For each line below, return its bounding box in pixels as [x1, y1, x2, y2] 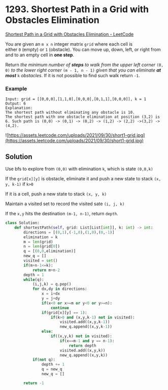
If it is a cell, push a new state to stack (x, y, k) [5, 191, 107, 197]
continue [50, 305, 70, 310]
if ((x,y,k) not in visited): [50, 334, 113, 339]
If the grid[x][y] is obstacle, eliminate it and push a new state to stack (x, [5, 176, 161, 182]
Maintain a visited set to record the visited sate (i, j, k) [5, 201, 125, 207]
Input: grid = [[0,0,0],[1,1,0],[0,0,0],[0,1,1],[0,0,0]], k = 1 [5, 96, 146, 102]
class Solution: [5, 220, 40, 225]
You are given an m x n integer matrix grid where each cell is [5, 41, 133, 47]
